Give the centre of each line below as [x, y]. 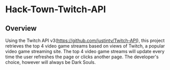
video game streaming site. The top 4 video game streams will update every [85, 51]
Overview [21, 28]
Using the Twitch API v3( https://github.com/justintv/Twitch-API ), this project [85, 40]
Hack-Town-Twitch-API [55, 9]
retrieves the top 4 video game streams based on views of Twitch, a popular [85, 46]
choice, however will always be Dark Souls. [51, 62]
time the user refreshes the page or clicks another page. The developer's [82, 57]
